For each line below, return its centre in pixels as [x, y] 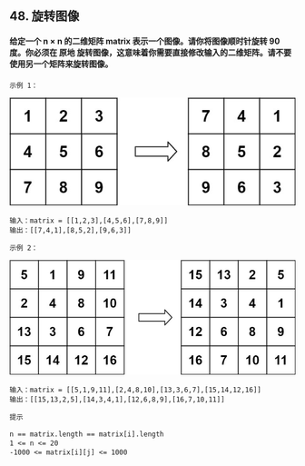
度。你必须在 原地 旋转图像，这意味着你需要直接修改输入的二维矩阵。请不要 [151, 52]
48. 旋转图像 [44, 16]
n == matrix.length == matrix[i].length [87, 434]
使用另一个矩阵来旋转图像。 [61, 64]
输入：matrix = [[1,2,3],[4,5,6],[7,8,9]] [89, 221]
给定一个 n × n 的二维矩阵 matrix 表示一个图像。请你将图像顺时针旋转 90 [145, 41]
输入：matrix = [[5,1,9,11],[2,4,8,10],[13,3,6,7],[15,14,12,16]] [135, 390]
